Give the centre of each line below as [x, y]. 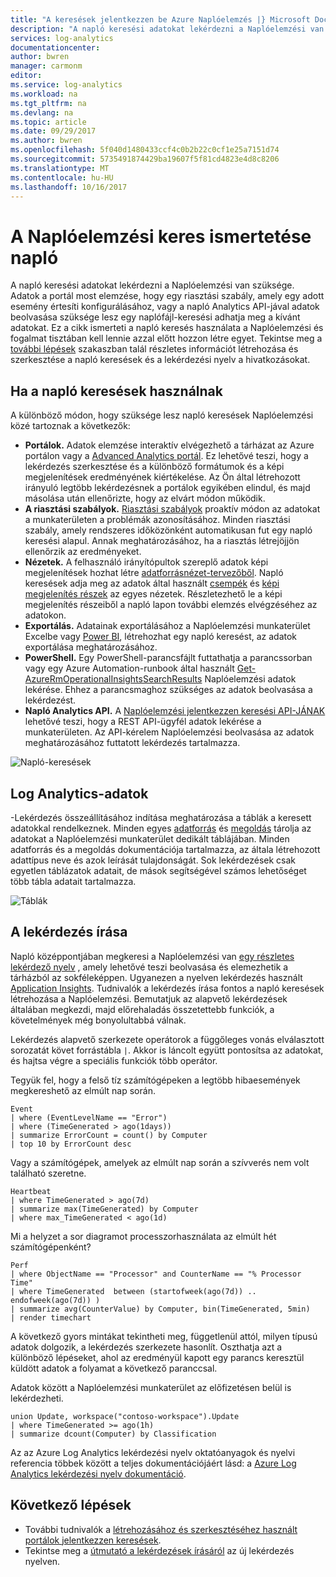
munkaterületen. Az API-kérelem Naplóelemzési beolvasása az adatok [169, 732]
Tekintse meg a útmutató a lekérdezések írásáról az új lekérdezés [159, 1550]
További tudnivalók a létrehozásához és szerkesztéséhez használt [161, 1529]
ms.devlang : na [42, 112]
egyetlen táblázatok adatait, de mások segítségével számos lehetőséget [158, 870]
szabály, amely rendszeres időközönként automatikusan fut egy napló [168, 530]
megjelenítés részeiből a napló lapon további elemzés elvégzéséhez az [171, 605]
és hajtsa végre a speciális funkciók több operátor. [114, 1060]
